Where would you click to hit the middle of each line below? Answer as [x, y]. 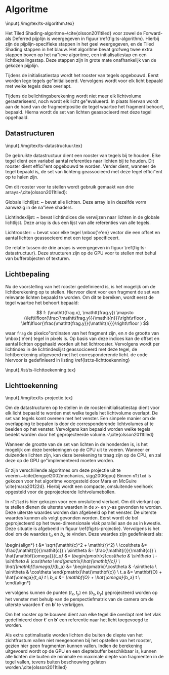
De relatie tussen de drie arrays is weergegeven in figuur [65, 247]
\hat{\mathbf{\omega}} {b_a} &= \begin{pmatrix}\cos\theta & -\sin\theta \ [81, 567]
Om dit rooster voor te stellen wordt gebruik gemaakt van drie [70, 186]
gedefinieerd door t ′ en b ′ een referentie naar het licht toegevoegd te [77, 620]
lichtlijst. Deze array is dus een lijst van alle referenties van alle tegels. [78, 222]
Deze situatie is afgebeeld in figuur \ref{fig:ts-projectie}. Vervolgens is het [82, 529]
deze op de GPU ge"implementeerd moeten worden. [60, 461]
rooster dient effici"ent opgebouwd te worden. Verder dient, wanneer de [80, 166]
